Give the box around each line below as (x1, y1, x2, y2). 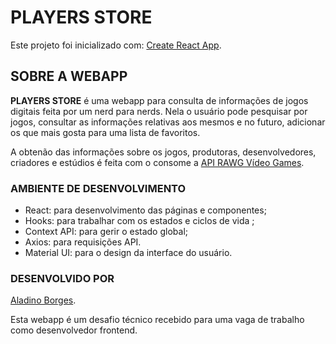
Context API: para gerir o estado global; (24, 226, 188, 238)
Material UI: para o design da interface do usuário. (24, 247, 233, 259)
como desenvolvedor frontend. (10, 324, 138, 336)
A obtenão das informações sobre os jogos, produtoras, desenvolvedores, (10, 146, 317, 158)
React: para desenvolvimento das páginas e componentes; (24, 204, 267, 216)
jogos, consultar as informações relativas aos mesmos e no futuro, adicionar (10, 116, 326, 128)
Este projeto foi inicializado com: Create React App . (10, 39, 222, 51)
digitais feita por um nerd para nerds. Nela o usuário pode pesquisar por (10, 105, 308, 117)
